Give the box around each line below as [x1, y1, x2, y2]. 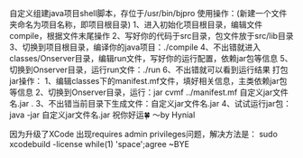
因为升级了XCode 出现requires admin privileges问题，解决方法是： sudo [9, 129, 278, 139]
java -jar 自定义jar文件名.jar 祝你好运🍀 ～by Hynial [9, 109, 196, 120]
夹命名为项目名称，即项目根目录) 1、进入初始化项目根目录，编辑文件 [9, 19, 263, 30]
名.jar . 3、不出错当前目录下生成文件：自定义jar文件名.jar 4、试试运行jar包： [9, 98, 291, 108]
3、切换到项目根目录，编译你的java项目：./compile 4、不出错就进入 [9, 42, 262, 52]
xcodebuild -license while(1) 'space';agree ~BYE [9, 139, 189, 149]
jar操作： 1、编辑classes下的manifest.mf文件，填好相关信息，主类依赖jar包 [9, 76, 288, 86]
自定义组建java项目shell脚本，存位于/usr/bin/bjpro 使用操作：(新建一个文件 [9, 8, 288, 18]
